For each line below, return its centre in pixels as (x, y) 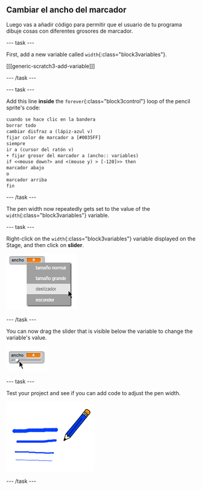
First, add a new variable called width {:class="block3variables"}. (87, 54)
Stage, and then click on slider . (45, 245)
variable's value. (27, 337)
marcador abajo (25, 168)
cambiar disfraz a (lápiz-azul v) (50, 131)
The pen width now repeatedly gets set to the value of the (78, 208)
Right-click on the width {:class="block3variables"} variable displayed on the (101, 239)
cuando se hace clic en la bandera (51, 119)
